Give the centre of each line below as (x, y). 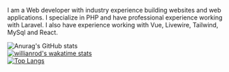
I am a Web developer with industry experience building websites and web (114, 10)
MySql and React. (32, 32)
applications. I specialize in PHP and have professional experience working (115, 17)
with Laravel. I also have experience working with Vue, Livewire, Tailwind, (113, 25)
